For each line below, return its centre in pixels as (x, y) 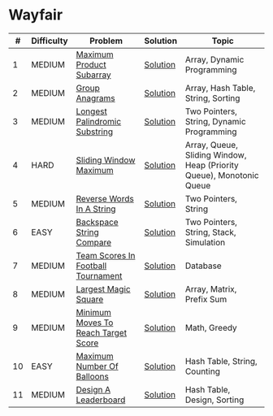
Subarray (93, 75)
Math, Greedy (211, 327)
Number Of (97, 366)
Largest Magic (104, 288)
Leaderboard (101, 400)
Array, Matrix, (211, 288)
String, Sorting (212, 97)
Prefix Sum (206, 299)
